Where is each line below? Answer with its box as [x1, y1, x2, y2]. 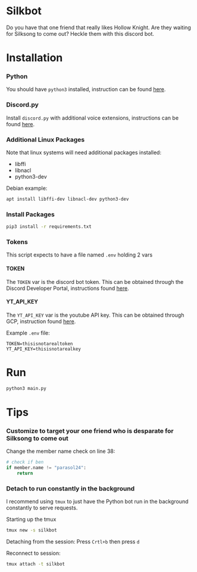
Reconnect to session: [6, 549, 61, 557]
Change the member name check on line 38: [6, 448, 115, 455]
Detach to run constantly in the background [6, 484, 135, 492]
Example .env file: [6, 329, 50, 336]
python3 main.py [6, 385, 46, 391]
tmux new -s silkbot [6, 527, 58, 533]
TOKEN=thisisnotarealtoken [6, 340, 73, 346]
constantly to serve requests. [6, 504, 78, 511]
